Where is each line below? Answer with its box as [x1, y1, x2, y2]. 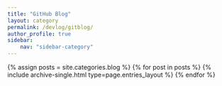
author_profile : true [7, 30, 72, 38]
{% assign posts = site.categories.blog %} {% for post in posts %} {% [7, 63, 211, 71]
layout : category [7, 17, 59, 24]
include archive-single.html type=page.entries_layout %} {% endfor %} [7, 70, 216, 79]
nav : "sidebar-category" [20, 43, 94, 50]
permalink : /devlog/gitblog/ [7, 23, 94, 31]
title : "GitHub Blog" [7, 10, 72, 18]
